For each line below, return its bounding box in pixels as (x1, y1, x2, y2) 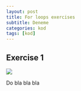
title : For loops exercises (6, 14, 76, 20)
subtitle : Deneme (6, 19, 49, 25)
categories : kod (6, 25, 46, 31)
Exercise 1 (6, 53, 44, 63)
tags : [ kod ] (6, 31, 35, 37)
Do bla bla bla (6, 79, 40, 86)
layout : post (6, 8, 38, 15)
